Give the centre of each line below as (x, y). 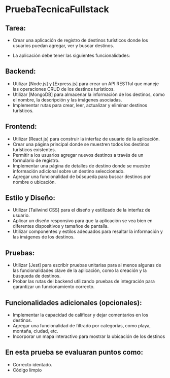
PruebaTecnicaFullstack (57, 9)
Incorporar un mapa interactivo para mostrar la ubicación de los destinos (89, 336)
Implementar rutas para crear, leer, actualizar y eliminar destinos (80, 105)
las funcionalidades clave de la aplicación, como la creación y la (80, 270)
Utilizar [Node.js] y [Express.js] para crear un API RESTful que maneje (86, 83)
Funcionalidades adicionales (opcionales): (74, 303)
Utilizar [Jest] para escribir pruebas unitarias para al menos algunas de (87, 265)
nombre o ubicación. (34, 182)
